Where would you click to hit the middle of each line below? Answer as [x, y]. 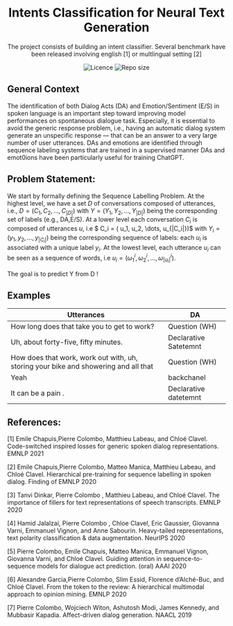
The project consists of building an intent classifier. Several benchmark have [116, 46]
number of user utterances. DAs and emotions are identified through [105, 143]
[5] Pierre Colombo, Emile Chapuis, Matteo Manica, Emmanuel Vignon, [108, 551]
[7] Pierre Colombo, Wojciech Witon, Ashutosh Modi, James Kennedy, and [113, 608]
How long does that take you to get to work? [83, 327]
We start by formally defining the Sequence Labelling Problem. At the [106, 196]
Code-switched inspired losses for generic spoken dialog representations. [113, 446]
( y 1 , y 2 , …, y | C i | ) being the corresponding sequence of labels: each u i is [107, 239]
